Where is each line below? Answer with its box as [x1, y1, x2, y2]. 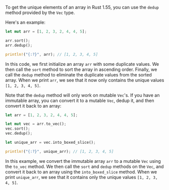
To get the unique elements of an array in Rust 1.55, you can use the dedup [5, 5, 159, 10]
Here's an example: [5, 20, 45, 25]
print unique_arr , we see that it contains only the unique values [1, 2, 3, [5, 174, 158, 180]
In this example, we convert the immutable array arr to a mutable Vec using [5, 158, 161, 164]
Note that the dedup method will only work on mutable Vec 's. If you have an [5, 92, 160, 98]
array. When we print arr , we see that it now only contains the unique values [5, 77, 164, 83]
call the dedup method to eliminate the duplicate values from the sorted [5, 71, 152, 77]
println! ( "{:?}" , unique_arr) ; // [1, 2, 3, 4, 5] [5, 149, 114, 154]
